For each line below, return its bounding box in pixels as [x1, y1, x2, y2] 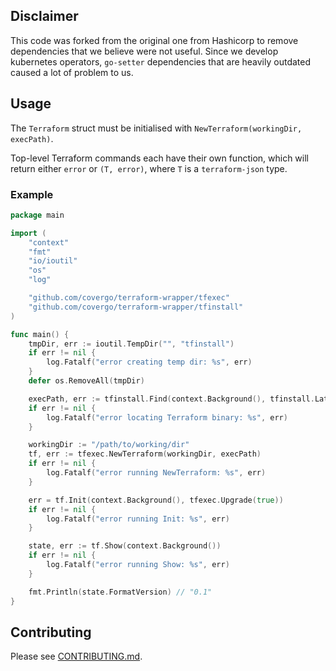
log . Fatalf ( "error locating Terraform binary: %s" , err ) [46, 412, 288, 423]
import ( [10, 228, 47, 238]
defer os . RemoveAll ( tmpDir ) [28, 376, 145, 386]
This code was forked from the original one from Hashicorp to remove [10, 34, 299, 46]
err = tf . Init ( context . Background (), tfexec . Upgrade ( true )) [28, 495, 284, 505]
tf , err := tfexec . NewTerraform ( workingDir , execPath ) [28, 449, 262, 459]
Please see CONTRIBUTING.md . [10, 650, 143, 663]
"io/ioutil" [28, 256, 78, 266]
